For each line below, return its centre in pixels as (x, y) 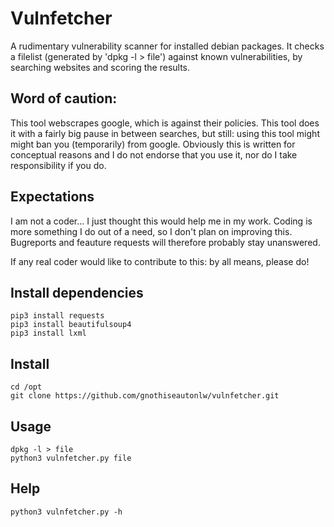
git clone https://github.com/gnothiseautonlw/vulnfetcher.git (145, 396)
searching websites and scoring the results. (100, 67)
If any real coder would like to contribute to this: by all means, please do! (160, 261)
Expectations (52, 197)
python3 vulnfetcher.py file (71, 458)
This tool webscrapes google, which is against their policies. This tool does (165, 123)
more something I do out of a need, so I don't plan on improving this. (151, 231)
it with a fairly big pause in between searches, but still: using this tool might (165, 133)
